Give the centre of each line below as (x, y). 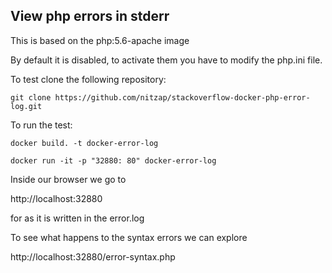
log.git (26, 106)
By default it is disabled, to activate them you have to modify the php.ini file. (166, 60)
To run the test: (41, 125)
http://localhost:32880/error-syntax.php (93, 256)
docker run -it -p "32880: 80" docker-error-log (113, 160)
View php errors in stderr (90, 16)
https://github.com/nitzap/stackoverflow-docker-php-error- (182, 97)
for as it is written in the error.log (77, 218)
